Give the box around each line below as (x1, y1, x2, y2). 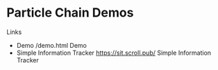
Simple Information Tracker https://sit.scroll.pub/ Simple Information (16, 49, 212, 57)
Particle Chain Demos (6, 5, 134, 21)
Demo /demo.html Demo (16, 41, 87, 49)
